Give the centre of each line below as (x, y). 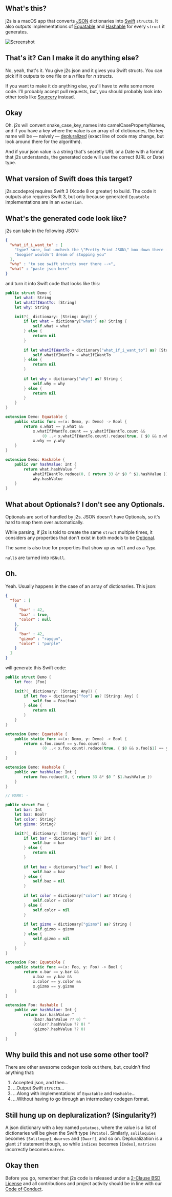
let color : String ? (35, 819)
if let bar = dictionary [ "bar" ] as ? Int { (70, 838)
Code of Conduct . (24, 1189)
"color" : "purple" (39, 644)
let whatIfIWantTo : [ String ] (46, 302)
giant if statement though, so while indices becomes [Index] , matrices (81, 1144)
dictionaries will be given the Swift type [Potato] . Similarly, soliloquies (81, 1133)
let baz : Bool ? (31, 815)
